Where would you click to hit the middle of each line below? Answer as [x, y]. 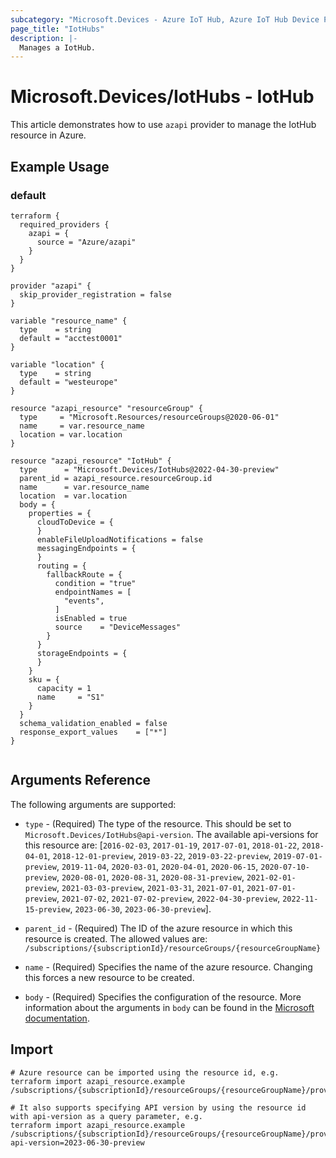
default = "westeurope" [68, 382]
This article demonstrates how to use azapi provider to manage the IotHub [163, 125]
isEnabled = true [91, 618]
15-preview [47, 909]
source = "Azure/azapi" [86, 242]
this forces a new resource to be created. [109, 977]
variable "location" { [57, 364]
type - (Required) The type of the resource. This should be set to [158, 823]
